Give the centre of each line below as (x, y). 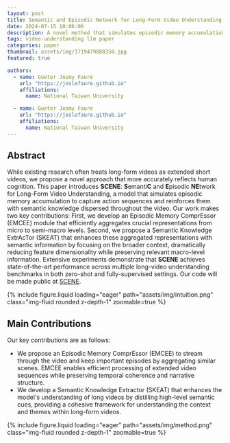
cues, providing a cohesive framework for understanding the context (114, 405)
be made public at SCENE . (44, 282)
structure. (31, 383)
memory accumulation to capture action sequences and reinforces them (109, 201)
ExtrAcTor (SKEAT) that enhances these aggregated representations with (110, 238)
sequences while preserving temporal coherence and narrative (106, 376)
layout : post (26, 13)
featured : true (29, 58)
